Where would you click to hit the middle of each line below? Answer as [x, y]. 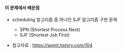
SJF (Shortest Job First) [45, 35]
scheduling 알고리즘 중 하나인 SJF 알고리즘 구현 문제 [65, 19]
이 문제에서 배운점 [22, 7]
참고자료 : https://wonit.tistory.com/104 [52, 45]
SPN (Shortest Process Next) [50, 29]
